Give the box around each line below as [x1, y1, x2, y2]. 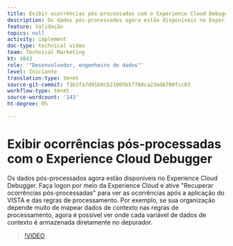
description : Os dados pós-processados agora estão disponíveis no [7, 17, 207, 24]
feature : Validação [7, 23, 64, 30]
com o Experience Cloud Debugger [7, 151, 213, 167]
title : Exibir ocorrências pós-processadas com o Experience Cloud [7, 10, 207, 17]
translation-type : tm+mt [7, 74, 79, 82]
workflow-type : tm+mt [7, 87, 70, 94]
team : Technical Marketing [7, 49, 85, 56]
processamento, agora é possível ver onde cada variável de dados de [7, 211, 207, 219]
